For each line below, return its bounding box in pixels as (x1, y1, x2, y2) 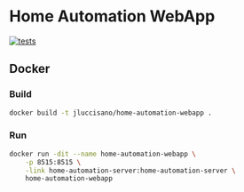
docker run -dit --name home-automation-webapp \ (9, 149, 197, 158)
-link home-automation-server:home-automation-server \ (25, 166, 237, 175)
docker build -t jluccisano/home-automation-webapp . (9, 108, 213, 117)
